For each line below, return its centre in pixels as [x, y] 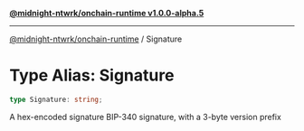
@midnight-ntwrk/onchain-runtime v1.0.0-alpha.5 [107, 13]
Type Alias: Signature [92, 75]
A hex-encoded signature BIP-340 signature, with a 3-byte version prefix [146, 117]
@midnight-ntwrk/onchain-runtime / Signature [96, 39]
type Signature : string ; [56, 99]
